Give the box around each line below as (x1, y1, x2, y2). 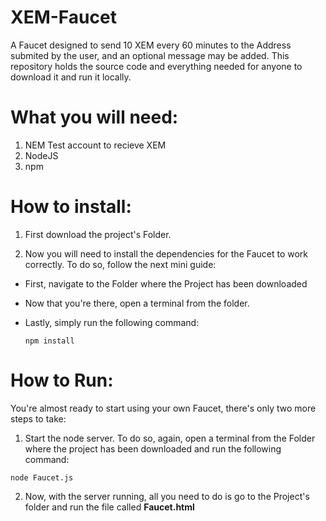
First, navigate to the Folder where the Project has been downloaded (24, 277, 308, 290)
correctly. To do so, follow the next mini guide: (24, 258, 217, 270)
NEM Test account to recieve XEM (24, 139, 167, 151)
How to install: (10, 196, 132, 218)
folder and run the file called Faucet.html (24, 501, 195, 513)
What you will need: (10, 106, 179, 129)
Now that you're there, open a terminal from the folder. (24, 297, 250, 309)
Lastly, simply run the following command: (24, 316, 200, 328)
